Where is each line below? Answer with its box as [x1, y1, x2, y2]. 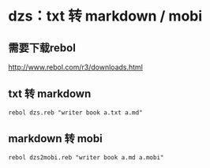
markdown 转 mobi [8, 132, 103, 146]
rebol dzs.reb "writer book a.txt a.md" [8, 108, 144, 117]
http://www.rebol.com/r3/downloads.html [8, 62, 144, 72]
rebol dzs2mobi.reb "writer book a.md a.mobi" [8, 153, 164, 162]
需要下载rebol [8, 41, 77, 54]
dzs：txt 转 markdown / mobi [8, 7, 203, 25]
